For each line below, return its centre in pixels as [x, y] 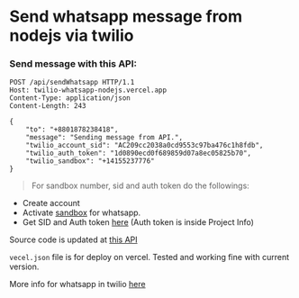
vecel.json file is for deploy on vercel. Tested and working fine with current [149, 257]
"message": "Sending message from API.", [104, 138]
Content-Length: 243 [48, 106]
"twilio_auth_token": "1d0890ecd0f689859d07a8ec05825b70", [139, 154]
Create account [51, 203]
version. [24, 266]
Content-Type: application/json [70, 98]
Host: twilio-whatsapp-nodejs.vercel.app [88, 90]
